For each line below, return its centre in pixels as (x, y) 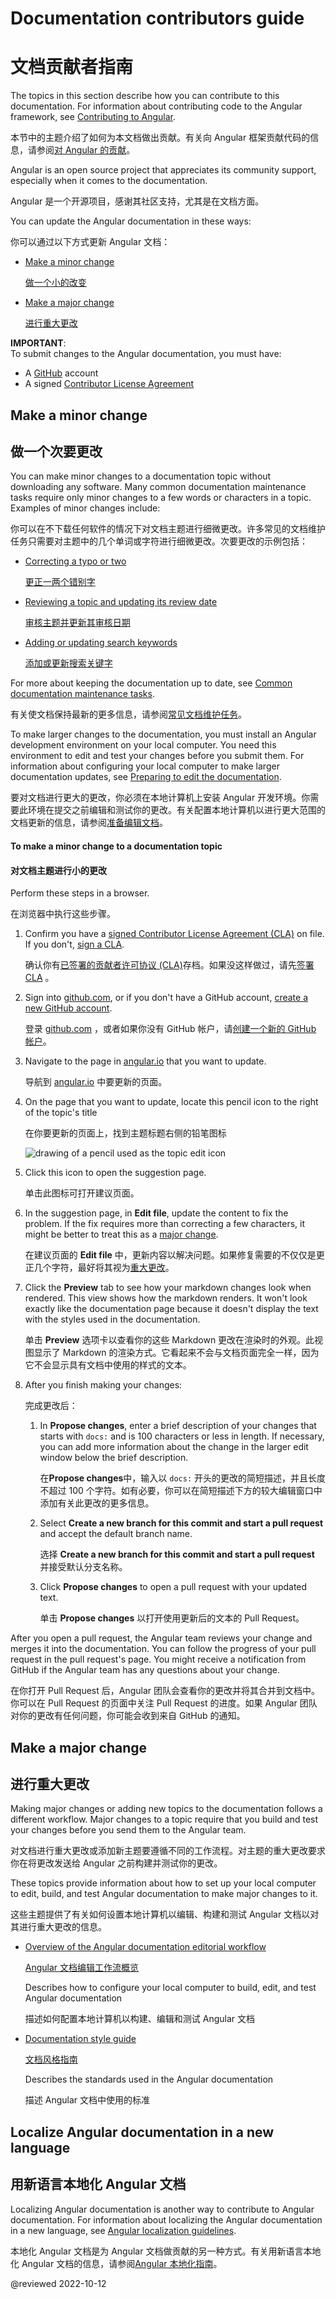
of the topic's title (61, 1113)
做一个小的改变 (55, 283)
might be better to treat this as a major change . (121, 1234)
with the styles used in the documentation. (112, 1319)
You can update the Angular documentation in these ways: (131, 221)
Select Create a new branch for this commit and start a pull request (181, 1523)
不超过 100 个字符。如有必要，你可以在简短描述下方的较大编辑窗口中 (181, 1491)
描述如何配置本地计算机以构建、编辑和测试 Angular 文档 (139, 2019)
